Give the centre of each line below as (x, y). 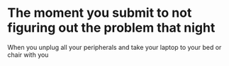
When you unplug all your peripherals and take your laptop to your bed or (114, 47)
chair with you (28, 55)
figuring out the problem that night (111, 28)
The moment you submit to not (100, 13)
